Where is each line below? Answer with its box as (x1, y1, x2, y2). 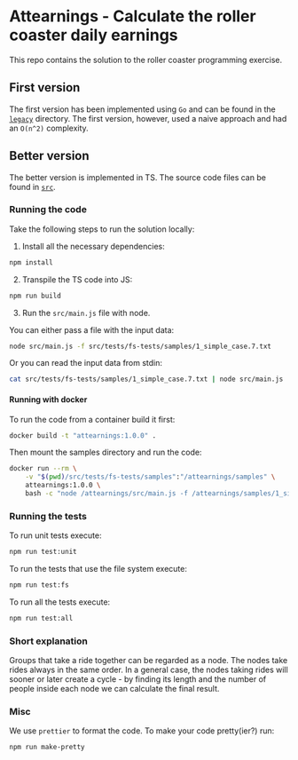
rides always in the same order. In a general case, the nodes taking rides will (9, 664, 288, 676)
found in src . (9, 181, 56, 192)
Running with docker (9, 393, 88, 405)
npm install (9, 257, 53, 267)
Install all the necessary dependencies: (21, 241, 166, 251)
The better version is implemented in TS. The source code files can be (9, 171, 266, 183)
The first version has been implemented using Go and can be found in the (9, 104, 277, 115)
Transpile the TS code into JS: (21, 273, 133, 285)
